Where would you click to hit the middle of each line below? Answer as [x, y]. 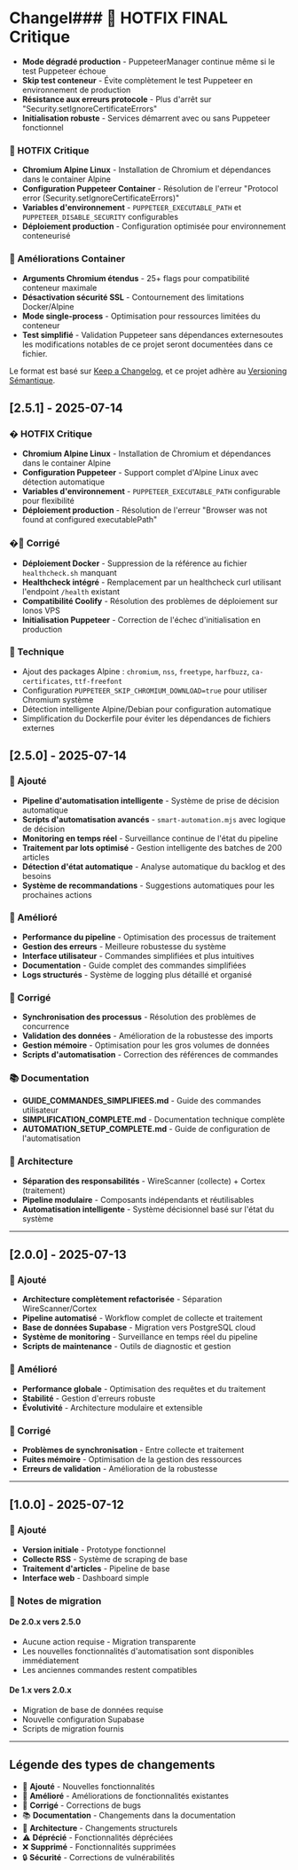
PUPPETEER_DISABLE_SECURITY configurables [100, 217]
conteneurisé [46, 236]
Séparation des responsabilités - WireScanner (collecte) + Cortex [144, 1181]
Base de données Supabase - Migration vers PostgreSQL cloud [139, 1328]
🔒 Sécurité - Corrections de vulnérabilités [98, 1857]
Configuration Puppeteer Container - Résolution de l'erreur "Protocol [150, 189]
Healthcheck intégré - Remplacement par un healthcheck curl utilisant [152, 582]
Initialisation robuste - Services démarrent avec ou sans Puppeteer [146, 118]
